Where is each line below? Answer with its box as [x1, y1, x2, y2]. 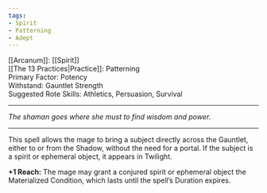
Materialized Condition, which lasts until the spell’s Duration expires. [8, 176, 231, 185]
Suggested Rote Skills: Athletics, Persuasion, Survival [8, 89, 183, 99]
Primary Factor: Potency [8, 72, 87, 82]
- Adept [8, 33, 34, 42]
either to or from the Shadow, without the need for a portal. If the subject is [8, 144, 253, 153]
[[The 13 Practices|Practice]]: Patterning [8, 64, 141, 74]
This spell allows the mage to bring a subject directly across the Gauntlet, [8, 135, 249, 145]
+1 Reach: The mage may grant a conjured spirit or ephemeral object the [8, 168, 246, 177]
